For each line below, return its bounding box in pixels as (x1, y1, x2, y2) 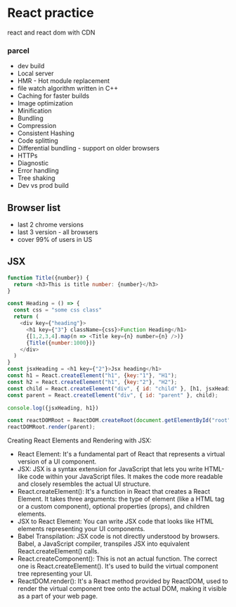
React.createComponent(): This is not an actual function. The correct (17, 554, 218, 563)
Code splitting (17, 136, 58, 145)
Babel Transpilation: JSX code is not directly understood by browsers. (17, 532, 220, 541)
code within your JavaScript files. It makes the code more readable (29, 473, 223, 481)
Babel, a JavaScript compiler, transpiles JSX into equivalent (17, 539, 190, 548)
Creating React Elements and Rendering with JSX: (7, 436, 152, 445)
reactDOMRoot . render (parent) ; (7, 423, 96, 430)
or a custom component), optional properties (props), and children (17, 502, 210, 511)
